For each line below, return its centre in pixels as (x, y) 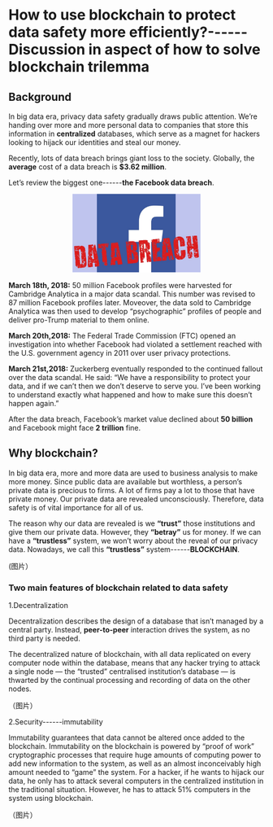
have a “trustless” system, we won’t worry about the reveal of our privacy (133, 540)
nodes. (20, 689)
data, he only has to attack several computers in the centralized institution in (136, 781)
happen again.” (34, 403)
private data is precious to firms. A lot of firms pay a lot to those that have (132, 490)
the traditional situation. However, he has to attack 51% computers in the (130, 790)
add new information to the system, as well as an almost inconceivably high (135, 764)
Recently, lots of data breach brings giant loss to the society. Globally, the (132, 158)
